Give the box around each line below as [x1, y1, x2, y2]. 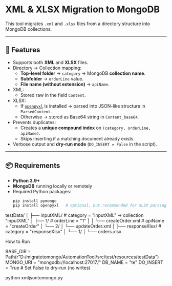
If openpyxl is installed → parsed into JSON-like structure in [20, 103, 146, 109]
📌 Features [5, 46, 40, 54]
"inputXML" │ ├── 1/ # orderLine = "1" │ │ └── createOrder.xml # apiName [5, 218, 165, 224]
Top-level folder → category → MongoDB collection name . [20, 70, 146, 76]
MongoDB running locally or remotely [12, 183, 92, 189]
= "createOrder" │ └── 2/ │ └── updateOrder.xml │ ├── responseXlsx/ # [5, 223, 162, 229]
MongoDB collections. [5, 26, 52, 32]
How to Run [5, 238, 30, 244]
